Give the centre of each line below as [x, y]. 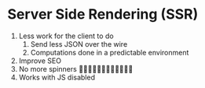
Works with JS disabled [57, 77]
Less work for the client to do [66, 36]
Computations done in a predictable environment [110, 52]
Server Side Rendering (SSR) [103, 14]
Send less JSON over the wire [79, 44]
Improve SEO [40, 61]
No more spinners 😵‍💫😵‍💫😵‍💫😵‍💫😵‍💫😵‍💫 [76, 69]
